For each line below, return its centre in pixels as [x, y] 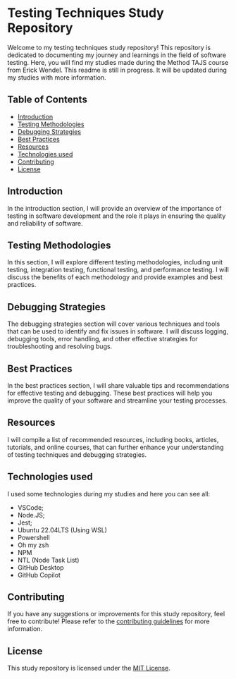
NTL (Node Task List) [48, 560]
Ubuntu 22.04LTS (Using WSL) [62, 530]
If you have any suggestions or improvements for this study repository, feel [116, 614]
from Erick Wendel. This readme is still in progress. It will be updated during [117, 70]
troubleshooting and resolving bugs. [60, 346]
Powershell [34, 537]
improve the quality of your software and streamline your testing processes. [117, 400]
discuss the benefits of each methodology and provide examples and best [115, 277]
